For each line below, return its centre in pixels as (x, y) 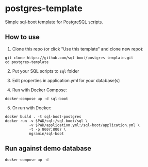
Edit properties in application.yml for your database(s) (66, 80)
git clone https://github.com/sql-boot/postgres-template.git (69, 58)
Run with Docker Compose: (39, 90)
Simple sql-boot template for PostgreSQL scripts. (54, 22)
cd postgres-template (27, 62)
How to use (22, 37)
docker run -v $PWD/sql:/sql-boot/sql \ (47, 121)
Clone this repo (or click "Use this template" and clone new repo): (78, 49)
